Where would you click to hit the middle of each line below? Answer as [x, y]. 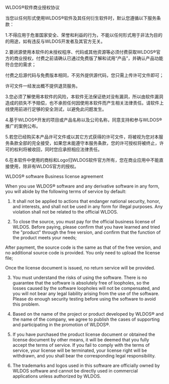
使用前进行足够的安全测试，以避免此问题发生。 [58, 109]
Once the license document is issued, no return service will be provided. [80, 268]
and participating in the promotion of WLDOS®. [61, 325]
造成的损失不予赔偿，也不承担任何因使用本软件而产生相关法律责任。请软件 [82, 103]
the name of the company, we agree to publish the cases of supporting [86, 319]
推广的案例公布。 [23, 126]
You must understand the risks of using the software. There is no [80, 277]
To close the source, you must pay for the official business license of [84, 222]
